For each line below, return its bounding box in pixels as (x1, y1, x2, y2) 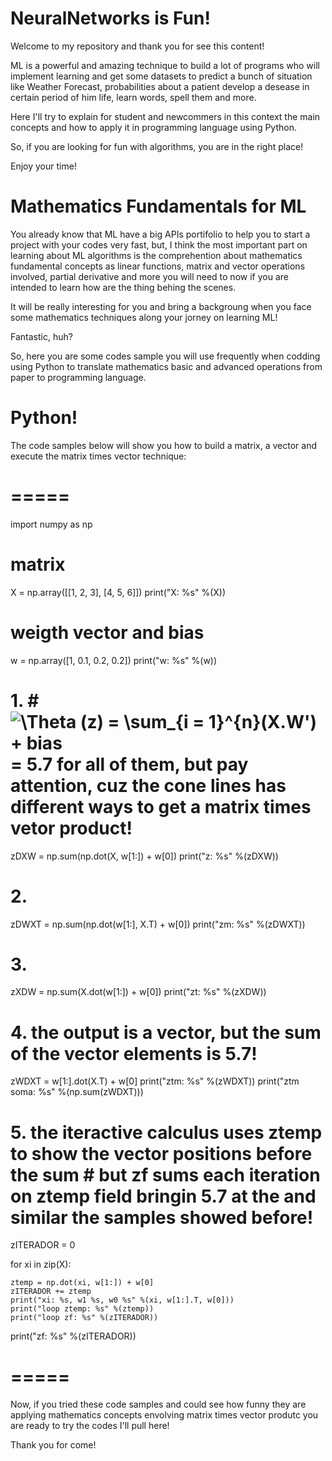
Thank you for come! (10, 1439, 97, 1451)
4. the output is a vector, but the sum (10, 1021, 322, 1044)
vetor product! (10, 817, 133, 839)
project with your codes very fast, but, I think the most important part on (10, 238, 308, 251)
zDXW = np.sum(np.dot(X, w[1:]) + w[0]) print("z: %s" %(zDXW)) (10, 850, 279, 862)
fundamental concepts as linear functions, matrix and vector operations (10, 260, 306, 272)
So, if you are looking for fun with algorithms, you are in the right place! (10, 140, 304, 152)
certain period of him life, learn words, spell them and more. (10, 91, 257, 103)
